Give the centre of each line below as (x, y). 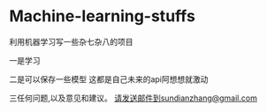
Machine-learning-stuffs (103, 16)
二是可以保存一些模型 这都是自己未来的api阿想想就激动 (109, 79)
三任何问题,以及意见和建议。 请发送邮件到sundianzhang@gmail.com (133, 98)
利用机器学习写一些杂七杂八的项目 (71, 41)
